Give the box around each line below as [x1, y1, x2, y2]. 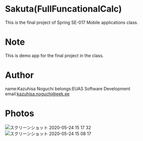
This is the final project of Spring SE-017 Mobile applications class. [5, 19, 139, 25]
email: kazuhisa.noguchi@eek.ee [5, 91, 70, 97]
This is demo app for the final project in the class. [5, 53, 104, 58]
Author [5, 70, 34, 81]
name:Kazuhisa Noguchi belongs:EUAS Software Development [5, 86, 130, 91]
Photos [5, 108, 34, 119]
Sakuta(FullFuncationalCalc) [5, 3, 122, 15]
